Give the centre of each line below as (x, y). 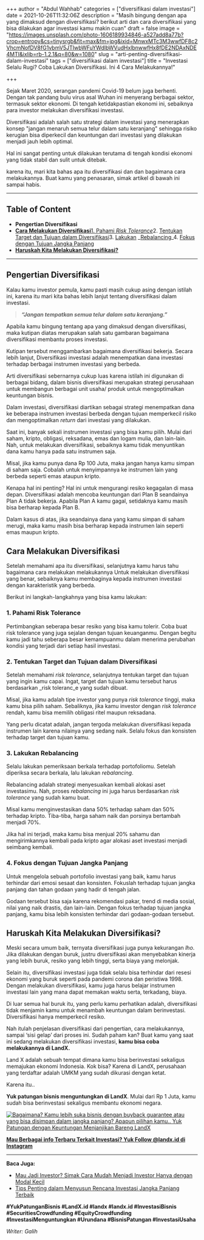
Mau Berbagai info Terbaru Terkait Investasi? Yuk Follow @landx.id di (96, 1139)
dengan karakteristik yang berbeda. (51, 586)
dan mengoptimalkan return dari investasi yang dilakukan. (79, 420)
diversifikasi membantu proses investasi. (57, 339)
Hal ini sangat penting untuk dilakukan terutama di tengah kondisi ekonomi (99, 153)
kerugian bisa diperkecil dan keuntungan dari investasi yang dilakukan (94, 135)
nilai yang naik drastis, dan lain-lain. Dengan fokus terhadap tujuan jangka (99, 908)
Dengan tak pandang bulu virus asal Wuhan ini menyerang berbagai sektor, (100, 97)
